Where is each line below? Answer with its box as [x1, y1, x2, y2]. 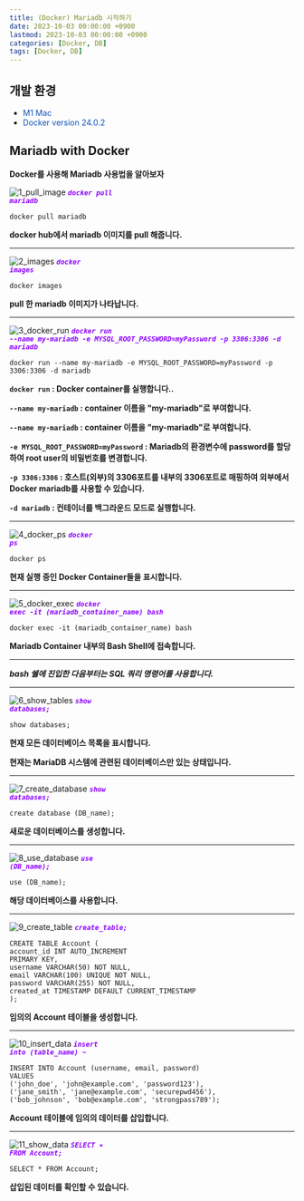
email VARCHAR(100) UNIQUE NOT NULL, [9, 971, 152, 980]
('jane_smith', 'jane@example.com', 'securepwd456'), [9, 1087, 217, 1097]
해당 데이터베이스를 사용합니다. [9, 895, 119, 906]
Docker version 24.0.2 [22, 117, 106, 128]
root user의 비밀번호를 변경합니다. [25, 452, 147, 463]
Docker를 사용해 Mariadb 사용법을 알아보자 [9, 169, 165, 179]
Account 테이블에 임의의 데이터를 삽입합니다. [9, 1112, 169, 1123]
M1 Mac [22, 107, 52, 118]
